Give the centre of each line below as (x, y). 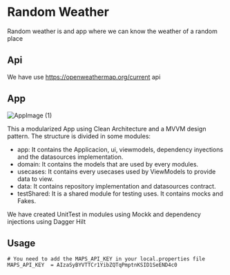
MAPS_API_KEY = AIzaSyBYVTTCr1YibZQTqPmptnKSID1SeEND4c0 (92, 265)
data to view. (35, 179)
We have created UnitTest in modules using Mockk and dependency (104, 214)
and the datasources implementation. (70, 157)
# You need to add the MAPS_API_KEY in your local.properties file (106, 259)
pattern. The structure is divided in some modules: (79, 136)
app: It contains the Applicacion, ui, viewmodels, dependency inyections (120, 149)
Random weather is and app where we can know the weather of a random (112, 31)
